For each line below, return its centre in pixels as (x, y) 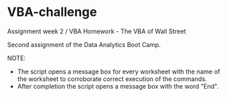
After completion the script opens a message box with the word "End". (118, 86)
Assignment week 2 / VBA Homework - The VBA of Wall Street (96, 31)
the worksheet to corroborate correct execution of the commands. (112, 79)
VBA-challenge (52, 12)
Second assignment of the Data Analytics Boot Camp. (84, 44)
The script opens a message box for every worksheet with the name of (119, 71)
